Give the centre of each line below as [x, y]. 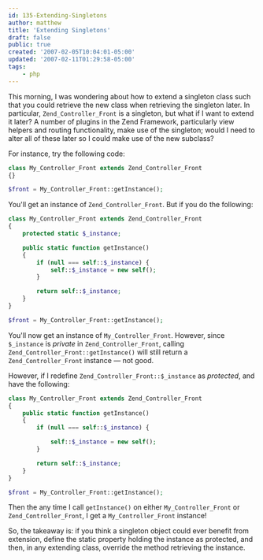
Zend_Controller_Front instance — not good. [81, 360]
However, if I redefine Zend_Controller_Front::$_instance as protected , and [131, 376]
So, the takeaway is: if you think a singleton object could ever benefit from [129, 531]
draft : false [30, 37]
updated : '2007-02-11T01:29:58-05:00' [72, 60]
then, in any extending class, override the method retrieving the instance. [127, 547]
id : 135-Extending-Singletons [58, 15]
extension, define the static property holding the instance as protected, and [131, 540]
